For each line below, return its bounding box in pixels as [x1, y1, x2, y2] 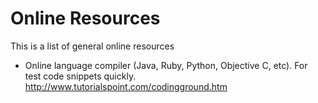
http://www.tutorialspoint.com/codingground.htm [24, 80, 228, 92]
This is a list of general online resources [10, 40, 175, 52]
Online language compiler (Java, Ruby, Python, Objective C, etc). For [24, 59, 308, 71]
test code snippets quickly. [24, 70, 137, 82]
